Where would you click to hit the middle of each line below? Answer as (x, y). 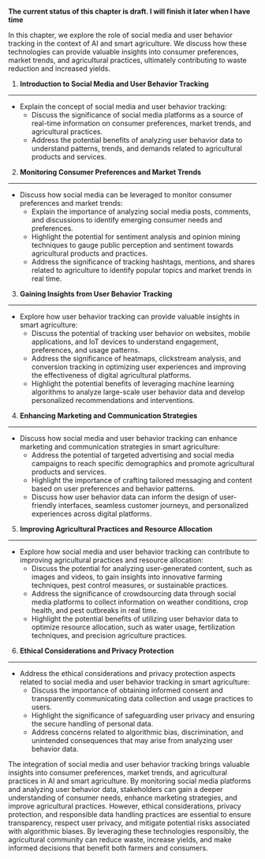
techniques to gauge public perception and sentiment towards (132, 245)
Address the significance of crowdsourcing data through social (134, 594)
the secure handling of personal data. (92, 724)
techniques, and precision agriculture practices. (109, 635)
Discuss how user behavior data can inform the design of (125, 497)
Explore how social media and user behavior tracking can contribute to (134, 552)
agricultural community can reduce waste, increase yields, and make (120, 840)
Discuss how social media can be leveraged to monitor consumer (126, 195)
